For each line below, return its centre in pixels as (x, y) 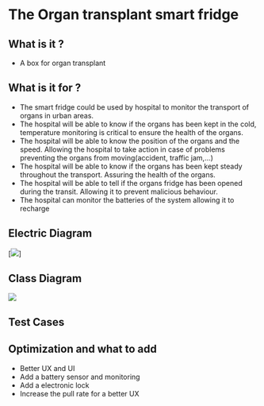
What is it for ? (45, 88)
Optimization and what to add (82, 349)
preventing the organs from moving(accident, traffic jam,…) (117, 157)
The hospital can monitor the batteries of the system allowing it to (127, 199)
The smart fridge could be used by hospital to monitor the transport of (134, 107)
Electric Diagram (50, 233)
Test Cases (36, 322)
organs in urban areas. (56, 115)
